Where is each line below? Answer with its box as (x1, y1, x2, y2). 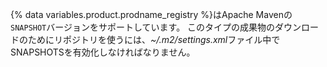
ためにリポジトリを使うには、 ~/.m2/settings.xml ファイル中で (27, 34, 281, 45)
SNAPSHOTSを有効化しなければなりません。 (10, 46, 196, 58)
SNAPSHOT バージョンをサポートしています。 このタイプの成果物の (10, 21, 276, 33)
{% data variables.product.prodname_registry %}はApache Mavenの (10, 9, 293, 20)
